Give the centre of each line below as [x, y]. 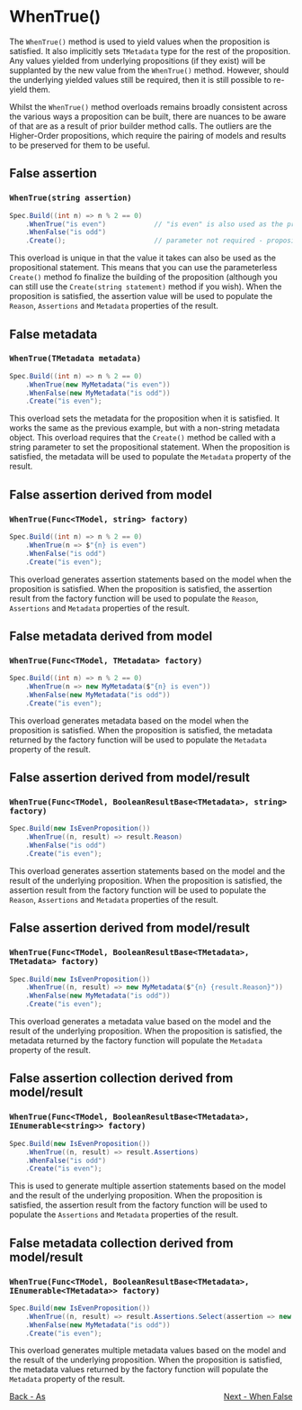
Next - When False [258, 1396]
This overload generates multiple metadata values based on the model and [148, 1351]
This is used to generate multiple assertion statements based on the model [147, 1186]
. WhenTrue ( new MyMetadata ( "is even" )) [98, 385]
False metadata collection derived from [121, 1243]
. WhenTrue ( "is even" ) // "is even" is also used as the [154, 224]
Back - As [28, 1396]
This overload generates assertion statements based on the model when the [151, 579]
